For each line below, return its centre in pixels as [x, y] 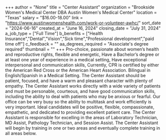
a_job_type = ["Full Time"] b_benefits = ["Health [54, 33]
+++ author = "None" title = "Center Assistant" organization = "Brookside [80, 7]
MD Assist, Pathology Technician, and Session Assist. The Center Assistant [82, 123]
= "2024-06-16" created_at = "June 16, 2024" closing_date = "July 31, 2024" [83, 28]
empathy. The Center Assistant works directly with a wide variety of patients [83, 86]
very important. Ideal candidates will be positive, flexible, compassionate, [80, 107]
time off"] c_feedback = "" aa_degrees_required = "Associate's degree [77, 44]
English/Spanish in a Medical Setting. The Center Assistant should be [75, 75]
